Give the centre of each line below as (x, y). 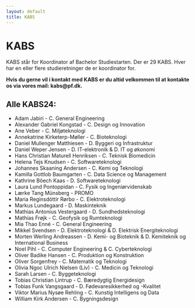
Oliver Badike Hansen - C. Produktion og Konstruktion (79, 255)
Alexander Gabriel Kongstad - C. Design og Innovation (80, 125)
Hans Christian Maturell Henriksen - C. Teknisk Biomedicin (85, 156)
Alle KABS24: (31, 104)
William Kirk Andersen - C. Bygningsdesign (66, 299)
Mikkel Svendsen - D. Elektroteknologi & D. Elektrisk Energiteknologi (96, 230)
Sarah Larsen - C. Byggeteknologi (55, 274)
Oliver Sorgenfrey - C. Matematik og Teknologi (71, 262)
